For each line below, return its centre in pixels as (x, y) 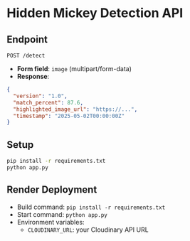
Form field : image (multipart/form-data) (74, 69)
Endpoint (27, 39)
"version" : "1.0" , (41, 96)
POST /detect (26, 55)
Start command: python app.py (62, 214)
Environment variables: (51, 222)
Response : (33, 76)
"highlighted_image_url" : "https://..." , (75, 109)
